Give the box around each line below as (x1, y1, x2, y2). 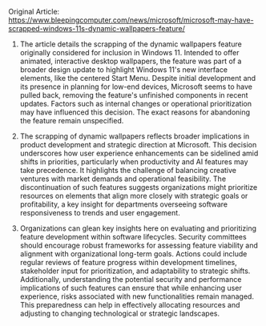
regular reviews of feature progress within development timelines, (19, 258, 238, 267)
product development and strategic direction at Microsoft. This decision (19, 140, 257, 149)
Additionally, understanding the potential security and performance (19, 275, 242, 284)
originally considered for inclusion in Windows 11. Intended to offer (19, 48, 240, 57)
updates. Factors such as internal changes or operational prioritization (19, 99, 252, 108)
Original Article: (8, 7, 60, 16)
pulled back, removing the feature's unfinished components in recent (19, 91, 248, 99)
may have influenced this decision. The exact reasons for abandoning (19, 107, 251, 117)
